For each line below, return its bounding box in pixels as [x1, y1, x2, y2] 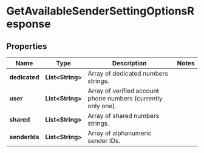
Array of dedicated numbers [87, 70, 168, 77]
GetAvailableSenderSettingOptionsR [6, 4, 194, 18]
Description [112, 59, 147, 67]
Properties [6, 41, 47, 51]
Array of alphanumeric [87, 129, 152, 137]
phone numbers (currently [87, 94, 163, 102]
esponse [6, 17, 51, 31]
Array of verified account [87, 86, 160, 95]
